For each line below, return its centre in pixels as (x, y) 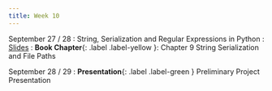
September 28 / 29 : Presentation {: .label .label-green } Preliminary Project (134, 71)
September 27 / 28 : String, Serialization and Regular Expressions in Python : (136, 39)
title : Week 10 (34, 16)
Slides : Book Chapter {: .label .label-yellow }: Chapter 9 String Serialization (134, 47)
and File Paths (32, 56)
